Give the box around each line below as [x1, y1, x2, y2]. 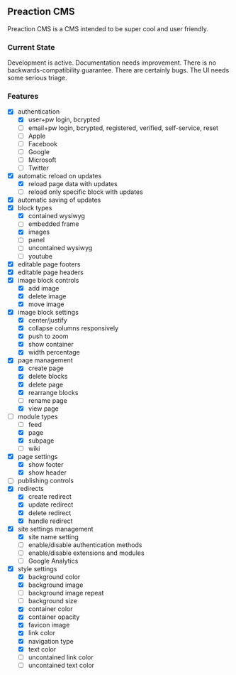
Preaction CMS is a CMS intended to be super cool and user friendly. [7, 24, 209, 33]
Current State [7, 42, 55, 52]
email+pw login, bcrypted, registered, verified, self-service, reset [28, 124, 218, 132]
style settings [17, 564, 57, 573]
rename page [28, 396, 67, 404]
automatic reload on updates [17, 171, 102, 180]
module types [17, 412, 58, 421]
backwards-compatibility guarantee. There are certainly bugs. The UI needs [7, 66, 230, 75]
